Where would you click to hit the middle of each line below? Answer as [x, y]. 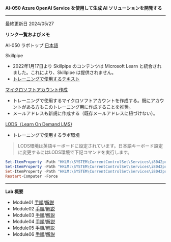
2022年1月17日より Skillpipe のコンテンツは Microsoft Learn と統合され [87, 66]
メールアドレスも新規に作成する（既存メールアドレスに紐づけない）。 [85, 113]
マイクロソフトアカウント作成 [36, 90]
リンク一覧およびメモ [27, 34]
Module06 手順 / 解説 [34, 234]
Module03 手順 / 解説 [34, 215]
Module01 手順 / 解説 [33, 202]
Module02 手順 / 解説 [34, 208]
